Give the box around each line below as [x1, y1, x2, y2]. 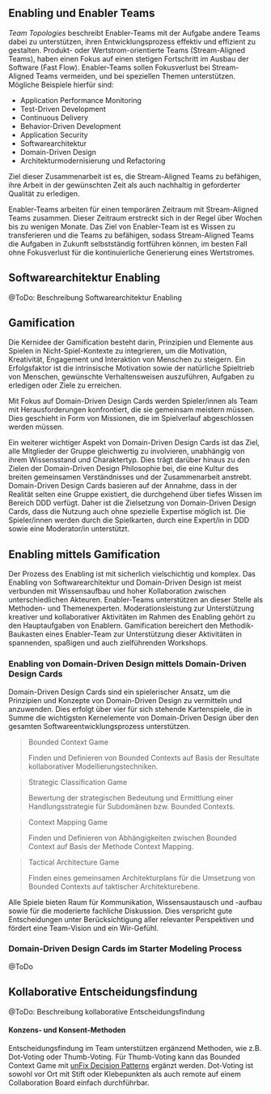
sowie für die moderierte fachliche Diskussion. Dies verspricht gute [8, 906, 233, 916]
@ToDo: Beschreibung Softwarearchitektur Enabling [8, 292, 182, 302]
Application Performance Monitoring [19, 95, 142, 105]
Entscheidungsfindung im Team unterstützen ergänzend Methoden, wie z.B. [8, 1043, 262, 1053]
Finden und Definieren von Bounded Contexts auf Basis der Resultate [28, 753, 260, 762]
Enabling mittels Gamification [8, 547, 160, 561]
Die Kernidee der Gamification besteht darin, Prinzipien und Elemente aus [8, 337, 253, 347]
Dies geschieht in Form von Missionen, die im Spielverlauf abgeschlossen [8, 414, 254, 423]
